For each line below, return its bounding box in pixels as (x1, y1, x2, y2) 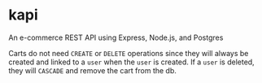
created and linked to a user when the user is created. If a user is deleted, (8, 57, 255, 67)
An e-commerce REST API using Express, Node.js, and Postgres (8, 33, 224, 42)
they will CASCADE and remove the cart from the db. (8, 65, 177, 75)
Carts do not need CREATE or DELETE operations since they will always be (8, 48, 249, 58)
